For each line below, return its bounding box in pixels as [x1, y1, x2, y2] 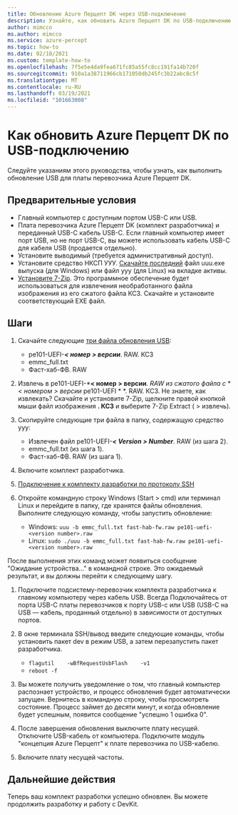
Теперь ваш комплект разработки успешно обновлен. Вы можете [7, 792, 208, 801]
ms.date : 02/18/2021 [7, 51, 69, 58]
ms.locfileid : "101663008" [7, 97, 88, 104]
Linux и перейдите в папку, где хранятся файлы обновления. [17, 501, 203, 510]
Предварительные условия [7, 194, 137, 207]
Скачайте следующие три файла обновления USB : [17, 336, 172, 344]
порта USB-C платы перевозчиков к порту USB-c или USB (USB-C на [17, 600, 229, 609]
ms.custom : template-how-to [7, 57, 91, 64]
